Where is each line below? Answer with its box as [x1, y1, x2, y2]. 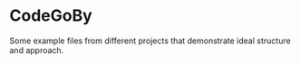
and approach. [9, 44, 64, 55]
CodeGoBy [9, 5, 92, 26]
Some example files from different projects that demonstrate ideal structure [9, 35, 292, 46]
